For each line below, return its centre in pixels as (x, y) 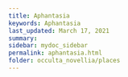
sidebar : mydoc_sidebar (48, 46)
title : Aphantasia (39, 16)
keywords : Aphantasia (45, 23)
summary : (23, 38)
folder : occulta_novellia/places (64, 61)
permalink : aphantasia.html (56, 53)
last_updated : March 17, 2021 (59, 30)
